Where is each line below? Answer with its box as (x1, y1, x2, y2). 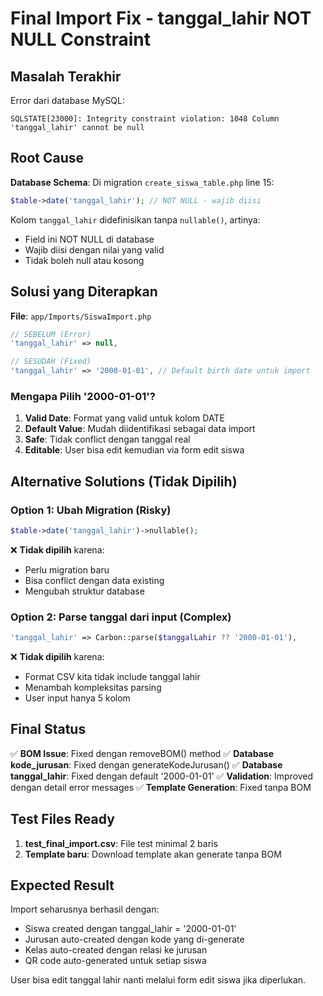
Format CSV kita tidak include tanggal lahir (24, 671, 201, 683)
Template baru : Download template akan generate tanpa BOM (24, 848, 282, 860)
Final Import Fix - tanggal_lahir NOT (10, 7, 312, 30)
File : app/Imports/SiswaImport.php (10, 310, 152, 322)
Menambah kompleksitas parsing (24, 682, 162, 694)
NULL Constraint (10, 28, 151, 51)
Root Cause (10, 150, 85, 167)
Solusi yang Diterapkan (10, 283, 158, 301)
